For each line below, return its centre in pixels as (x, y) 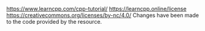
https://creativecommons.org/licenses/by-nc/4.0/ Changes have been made (103, 15)
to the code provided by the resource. (54, 22)
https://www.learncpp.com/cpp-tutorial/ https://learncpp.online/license (97, 9)
